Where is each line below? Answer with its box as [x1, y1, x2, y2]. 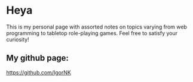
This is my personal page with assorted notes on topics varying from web [6, 23, 187, 30]
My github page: [6, 53, 69, 63]
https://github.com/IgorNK [6, 69, 72, 76]
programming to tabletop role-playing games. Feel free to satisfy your [6, 29, 178, 36]
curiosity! [6, 36, 29, 43]
